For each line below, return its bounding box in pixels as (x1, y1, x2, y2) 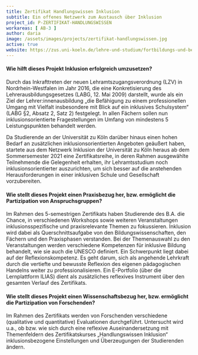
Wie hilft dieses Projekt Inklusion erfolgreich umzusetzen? (6, 65, 153, 73)
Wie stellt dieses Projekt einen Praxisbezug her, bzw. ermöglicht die (6, 191, 176, 198)
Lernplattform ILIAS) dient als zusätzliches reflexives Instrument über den (6, 273, 184, 280)
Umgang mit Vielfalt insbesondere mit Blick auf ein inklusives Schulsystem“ (6, 103, 189, 110)
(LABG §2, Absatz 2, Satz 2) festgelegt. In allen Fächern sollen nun (6, 110, 168, 117)
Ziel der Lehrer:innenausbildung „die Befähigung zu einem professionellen (6, 97, 187, 104)
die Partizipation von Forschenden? (6, 299, 95, 306)
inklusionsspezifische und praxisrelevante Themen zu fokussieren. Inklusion (6, 223, 192, 230)
